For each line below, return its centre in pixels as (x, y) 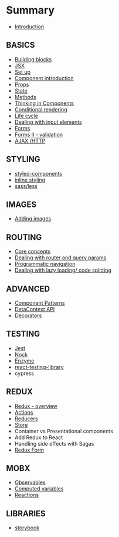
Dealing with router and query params (60, 258)
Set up (23, 72)
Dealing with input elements (48, 122)
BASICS (21, 45)
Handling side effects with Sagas (54, 443)
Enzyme (24, 361)
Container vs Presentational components (64, 431)
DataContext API (35, 309)
